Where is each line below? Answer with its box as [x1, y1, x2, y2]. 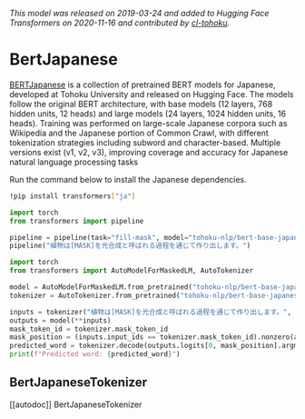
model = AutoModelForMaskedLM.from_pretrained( [9, 283, 193, 292]
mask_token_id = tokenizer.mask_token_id [9, 324, 169, 334]
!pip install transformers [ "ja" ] [9, 191, 136, 201]
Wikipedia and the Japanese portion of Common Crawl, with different [9, 127, 270, 138]
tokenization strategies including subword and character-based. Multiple [9, 136, 281, 148]
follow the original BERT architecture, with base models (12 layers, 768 [9, 98, 273, 109]
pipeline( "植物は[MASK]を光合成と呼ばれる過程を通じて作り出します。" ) [9, 241, 251, 251]
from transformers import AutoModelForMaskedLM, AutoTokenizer [9, 266, 254, 275]
